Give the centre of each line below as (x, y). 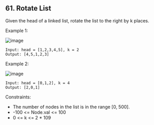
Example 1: (17, 31)
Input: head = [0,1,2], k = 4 (38, 83)
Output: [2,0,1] (23, 87)
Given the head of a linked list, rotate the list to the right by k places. (78, 20)
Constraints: (18, 97)
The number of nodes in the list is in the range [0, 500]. (71, 107)
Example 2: (17, 64)
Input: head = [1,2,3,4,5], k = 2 (42, 50)
